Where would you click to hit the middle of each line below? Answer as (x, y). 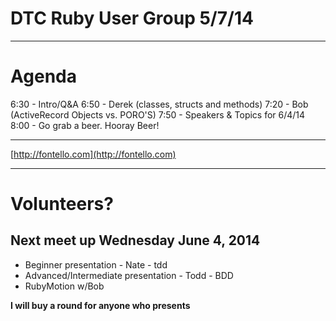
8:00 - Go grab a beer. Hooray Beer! (85, 125)
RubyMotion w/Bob (64, 286)
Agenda (43, 76)
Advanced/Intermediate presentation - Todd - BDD (129, 275)
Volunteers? (62, 204)
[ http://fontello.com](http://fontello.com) (93, 154)
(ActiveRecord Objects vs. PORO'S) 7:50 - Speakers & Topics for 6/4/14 (158, 114)
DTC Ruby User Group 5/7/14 (132, 18)
